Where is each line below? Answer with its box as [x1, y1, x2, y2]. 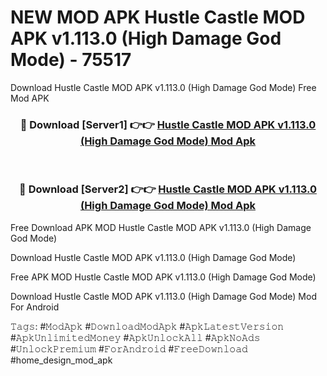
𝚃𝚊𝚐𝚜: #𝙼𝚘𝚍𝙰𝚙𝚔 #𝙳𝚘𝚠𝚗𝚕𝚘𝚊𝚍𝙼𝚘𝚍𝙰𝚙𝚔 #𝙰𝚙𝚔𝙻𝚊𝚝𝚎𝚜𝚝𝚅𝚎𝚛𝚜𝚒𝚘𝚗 [10, 320, 285, 332]
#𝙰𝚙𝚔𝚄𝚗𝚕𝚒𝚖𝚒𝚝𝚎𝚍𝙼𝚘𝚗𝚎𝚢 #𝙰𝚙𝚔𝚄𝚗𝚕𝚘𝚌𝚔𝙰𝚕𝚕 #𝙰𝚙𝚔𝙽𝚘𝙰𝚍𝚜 [10, 331, 261, 343]
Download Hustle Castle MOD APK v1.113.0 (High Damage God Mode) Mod [10, 290, 317, 302]
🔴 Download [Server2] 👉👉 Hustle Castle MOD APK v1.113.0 [19, 182, 317, 196]
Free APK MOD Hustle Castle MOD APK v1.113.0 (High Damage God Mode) [10, 271, 317, 283]
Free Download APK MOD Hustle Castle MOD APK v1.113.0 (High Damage [10, 221, 312, 233]
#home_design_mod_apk [10, 354, 113, 366]
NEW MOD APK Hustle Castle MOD [10, 6, 306, 29]
